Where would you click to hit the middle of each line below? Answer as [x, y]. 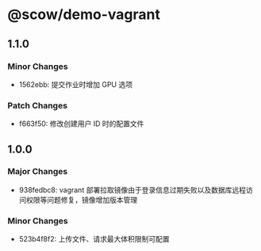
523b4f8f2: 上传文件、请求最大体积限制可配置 [94, 239]
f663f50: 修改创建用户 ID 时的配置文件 [81, 124]
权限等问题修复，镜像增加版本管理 [82, 200]
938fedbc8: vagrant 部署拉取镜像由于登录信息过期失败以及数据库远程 [132, 190]
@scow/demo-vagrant [84, 15]
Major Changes [38, 172]
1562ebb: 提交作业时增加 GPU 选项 [75, 84]
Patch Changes [38, 105]
